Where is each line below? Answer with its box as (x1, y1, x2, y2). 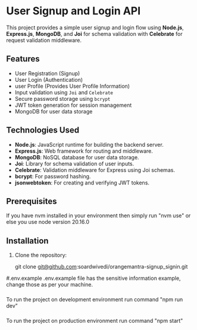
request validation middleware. (6, 36, 82, 44)
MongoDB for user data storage (14, 107, 93, 115)
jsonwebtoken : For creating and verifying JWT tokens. (14, 179, 150, 186)
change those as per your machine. (6, 281, 93, 288)
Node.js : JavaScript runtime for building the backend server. (14, 141, 164, 148)
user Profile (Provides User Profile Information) (14, 82, 130, 90)
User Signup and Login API (6, 4, 141, 18)
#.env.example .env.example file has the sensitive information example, (6, 275, 181, 282)
